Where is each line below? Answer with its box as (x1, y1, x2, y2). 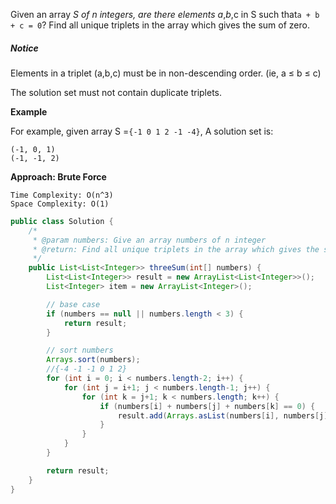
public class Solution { (10, 216, 114, 226)
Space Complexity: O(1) (10, 199, 110, 209)
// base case (46, 299, 101, 309)
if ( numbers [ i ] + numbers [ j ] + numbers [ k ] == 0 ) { (99, 401, 316, 411)
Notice (10, 42, 39, 54)
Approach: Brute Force (10, 170, 107, 183)
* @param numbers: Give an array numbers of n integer (32, 235, 267, 245)
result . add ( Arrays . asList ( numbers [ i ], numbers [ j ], (117, 410, 333, 421)
